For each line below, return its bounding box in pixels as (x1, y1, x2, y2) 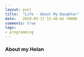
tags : (5, 25, 16, 30)
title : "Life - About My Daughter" (5, 12, 80, 17)
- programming (5, 30, 34, 35)
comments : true (5, 20, 36, 26)
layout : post (5, 7, 32, 12)
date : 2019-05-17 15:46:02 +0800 (5, 16, 78, 21)
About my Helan (5, 46, 44, 53)
